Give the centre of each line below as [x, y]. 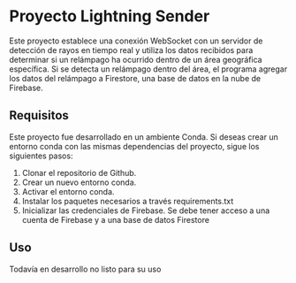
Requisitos [39, 115]
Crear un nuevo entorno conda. [79, 182]
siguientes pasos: [41, 156]
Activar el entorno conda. [68, 191]
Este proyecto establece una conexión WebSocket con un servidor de [136, 41]
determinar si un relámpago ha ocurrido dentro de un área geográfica [136, 59]
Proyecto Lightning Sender [110, 16]
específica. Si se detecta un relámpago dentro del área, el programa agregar [148, 69]
